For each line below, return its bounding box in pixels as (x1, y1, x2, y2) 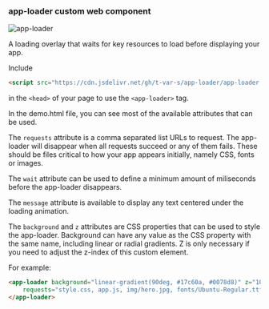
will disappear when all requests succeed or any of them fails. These (30, 142, 258, 151)
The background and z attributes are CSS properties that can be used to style (8, 222, 261, 231)
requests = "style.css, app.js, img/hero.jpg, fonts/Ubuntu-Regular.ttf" (22, 286, 267, 294)
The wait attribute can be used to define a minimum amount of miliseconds (8, 174, 256, 183)
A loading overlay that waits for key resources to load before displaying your (8, 39, 260, 49)
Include (8, 63, 34, 73)
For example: (8, 263, 52, 273)
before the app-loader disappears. (8, 183, 122, 192)
